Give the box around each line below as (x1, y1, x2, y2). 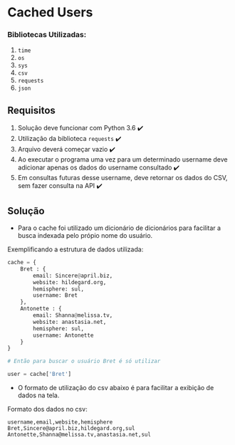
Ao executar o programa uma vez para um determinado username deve (17, 155, 228, 164)
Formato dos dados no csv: (7, 405, 88, 414)
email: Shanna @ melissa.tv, (33, 312, 113, 319)
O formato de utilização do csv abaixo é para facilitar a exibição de (17, 384, 214, 392)
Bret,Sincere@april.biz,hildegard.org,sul (7, 425, 135, 432)
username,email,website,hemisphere (7, 419, 113, 426)
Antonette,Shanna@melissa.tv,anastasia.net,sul (7, 431, 152, 439)
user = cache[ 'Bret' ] (7, 371, 72, 378)
